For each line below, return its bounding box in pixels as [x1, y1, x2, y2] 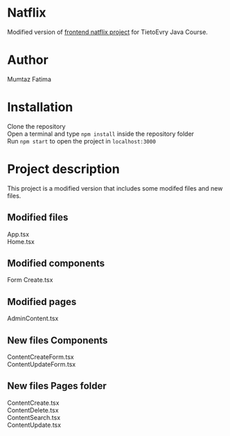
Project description [7, 162, 120, 177]
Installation [7, 99, 73, 115]
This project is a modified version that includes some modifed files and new [7, 184, 223, 192]
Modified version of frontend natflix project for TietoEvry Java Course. [7, 28, 208, 36]
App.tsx [7, 230, 30, 238]
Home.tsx [7, 237, 35, 245]
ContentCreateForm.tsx [7, 353, 74, 361]
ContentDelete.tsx [7, 406, 59, 414]
